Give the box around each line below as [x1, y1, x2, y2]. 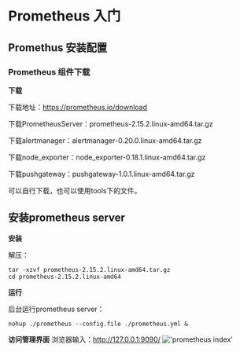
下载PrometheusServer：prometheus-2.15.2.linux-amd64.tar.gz [8, 119, 214, 128]
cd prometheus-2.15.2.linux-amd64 [8, 273, 122, 280]
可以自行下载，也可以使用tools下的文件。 [8, 185, 142, 195]
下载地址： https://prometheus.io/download [8, 102, 148, 112]
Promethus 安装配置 [8, 41, 108, 54]
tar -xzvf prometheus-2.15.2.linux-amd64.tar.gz [8, 266, 171, 273]
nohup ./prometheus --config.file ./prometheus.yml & [8, 320, 189, 328]
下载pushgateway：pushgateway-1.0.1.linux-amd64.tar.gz [8, 169, 195, 178]
